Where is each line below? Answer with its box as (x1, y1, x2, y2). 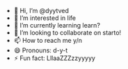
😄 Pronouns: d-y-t (13, 46, 68, 55)
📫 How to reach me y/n (13, 37, 82, 44)
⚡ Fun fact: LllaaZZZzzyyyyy (13, 54, 96, 62)
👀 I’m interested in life (13, 14, 77, 22)
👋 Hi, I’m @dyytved (13, 7, 70, 14)
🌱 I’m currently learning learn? (13, 21, 101, 29)
